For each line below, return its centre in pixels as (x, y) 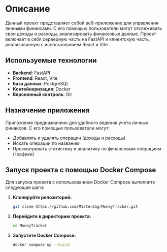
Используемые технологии (51, 61)
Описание (28, 9)
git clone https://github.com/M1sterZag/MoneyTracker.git (75, 207)
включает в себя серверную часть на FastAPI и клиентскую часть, (78, 39)
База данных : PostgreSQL (41, 83)
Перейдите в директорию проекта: (52, 216)
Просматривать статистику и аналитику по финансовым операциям (87, 148)
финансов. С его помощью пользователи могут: (58, 128)
